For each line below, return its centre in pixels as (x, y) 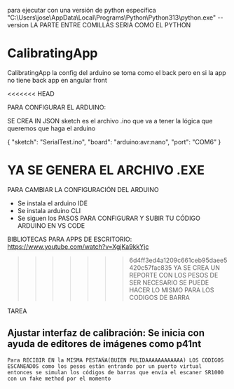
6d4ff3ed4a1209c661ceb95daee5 (178, 260)
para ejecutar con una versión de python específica (82, 10)
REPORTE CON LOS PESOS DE (174, 275)
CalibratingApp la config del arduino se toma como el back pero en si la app (117, 72)
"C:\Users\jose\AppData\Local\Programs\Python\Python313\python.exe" (112, 18)
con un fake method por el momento (59, 378)
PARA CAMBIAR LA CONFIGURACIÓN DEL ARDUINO (83, 189)
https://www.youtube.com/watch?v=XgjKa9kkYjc (78, 246)
